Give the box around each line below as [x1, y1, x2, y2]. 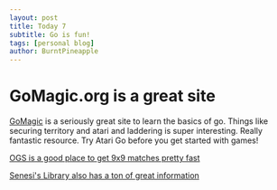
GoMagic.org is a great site [9, 86, 217, 107]
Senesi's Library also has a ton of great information [9, 170, 200, 181]
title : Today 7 [9, 22, 67, 31]
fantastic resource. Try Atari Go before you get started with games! [9, 135, 259, 146]
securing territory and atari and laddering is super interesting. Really [9, 126, 263, 137]
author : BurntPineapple [9, 47, 99, 56]
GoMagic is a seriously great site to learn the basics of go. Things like [9, 116, 269, 127]
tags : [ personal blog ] [9, 38, 95, 48]
